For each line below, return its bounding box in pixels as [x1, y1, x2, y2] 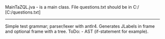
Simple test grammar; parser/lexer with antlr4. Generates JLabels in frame [5, 23, 155, 29]
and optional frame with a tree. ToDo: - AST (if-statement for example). [5, 29, 149, 34]
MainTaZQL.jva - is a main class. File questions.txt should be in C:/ [5, 4, 139, 10]
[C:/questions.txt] [5, 9, 41, 15]
